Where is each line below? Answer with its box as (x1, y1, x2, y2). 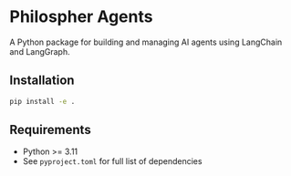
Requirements (9, 122, 91, 138)
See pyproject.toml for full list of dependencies (22, 156, 203, 167)
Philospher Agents (9, 6, 153, 27)
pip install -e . (9, 97, 76, 106)
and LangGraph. (9, 46, 70, 57)
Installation (9, 73, 75, 88)
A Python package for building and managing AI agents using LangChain (9, 36, 283, 47)
